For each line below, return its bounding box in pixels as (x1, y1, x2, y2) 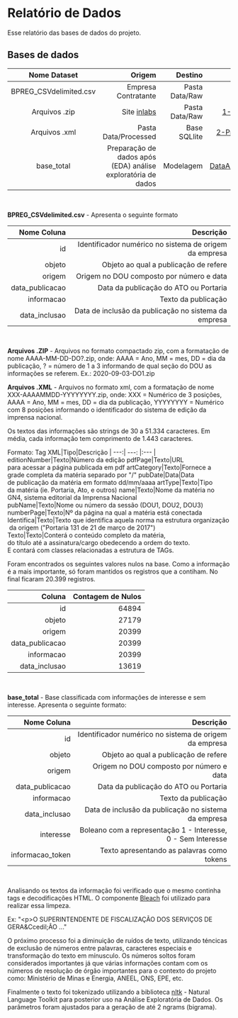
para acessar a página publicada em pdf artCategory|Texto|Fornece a (7, 463, 211, 471)
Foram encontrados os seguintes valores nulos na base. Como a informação (7, 559, 230, 568)
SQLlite (178, 131, 203, 141)
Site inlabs (121, 106, 157, 116)
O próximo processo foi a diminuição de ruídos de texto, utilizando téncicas (7, 936, 228, 944)
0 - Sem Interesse (166, 834, 227, 844)
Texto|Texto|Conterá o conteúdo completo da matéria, (7, 530, 166, 539)
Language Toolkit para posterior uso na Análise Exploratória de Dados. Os (7, 995, 223, 1004)
